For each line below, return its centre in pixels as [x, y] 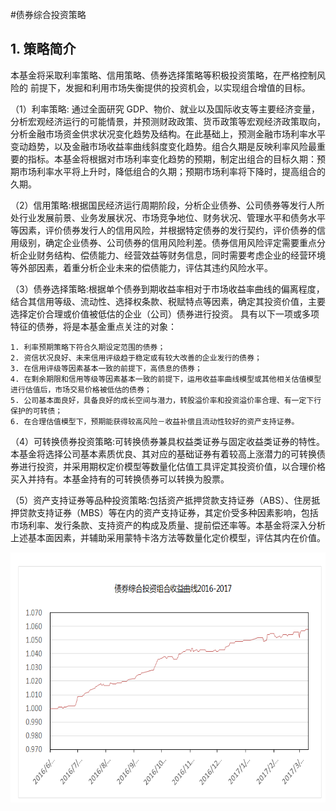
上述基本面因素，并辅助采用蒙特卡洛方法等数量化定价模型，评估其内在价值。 [168, 537]
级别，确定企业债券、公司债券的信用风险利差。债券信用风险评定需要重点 [167, 242]
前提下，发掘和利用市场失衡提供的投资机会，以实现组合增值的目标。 [170, 87]
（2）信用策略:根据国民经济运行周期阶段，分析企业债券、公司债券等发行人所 [167, 205]
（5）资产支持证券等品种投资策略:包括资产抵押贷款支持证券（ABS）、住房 [161, 500]
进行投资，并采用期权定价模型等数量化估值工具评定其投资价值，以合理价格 [172, 466]
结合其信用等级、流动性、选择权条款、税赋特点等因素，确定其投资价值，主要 [168, 301]
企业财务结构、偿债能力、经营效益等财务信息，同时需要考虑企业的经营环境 [172, 255]
